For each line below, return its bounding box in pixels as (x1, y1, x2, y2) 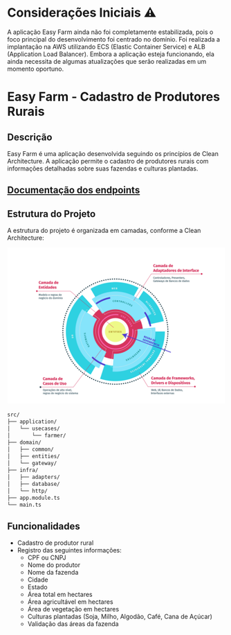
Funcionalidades (7, 520, 81, 532)
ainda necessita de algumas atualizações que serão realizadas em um (7, 57, 207, 65)
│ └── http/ (7, 487, 48, 495)
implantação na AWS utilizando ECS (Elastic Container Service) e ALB (7, 42, 205, 51)
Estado (27, 583, 48, 591)
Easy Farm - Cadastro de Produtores (7, 89, 220, 105)
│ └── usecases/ (7, 425, 60, 433)
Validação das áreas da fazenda (27, 620, 119, 628)
